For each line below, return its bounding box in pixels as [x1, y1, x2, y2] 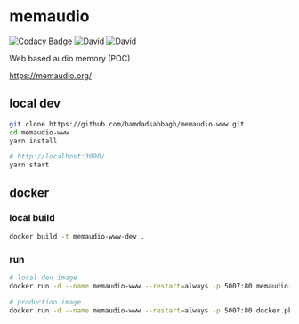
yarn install [9, 136, 58, 145]
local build [9, 212, 55, 224]
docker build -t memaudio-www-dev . [9, 231, 145, 241]
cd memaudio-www [9, 127, 69, 137]
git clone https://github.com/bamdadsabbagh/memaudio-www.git [9, 119, 245, 128]
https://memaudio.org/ [9, 69, 92, 81]
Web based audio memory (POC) [9, 53, 131, 63]
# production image [9, 297, 82, 306]
